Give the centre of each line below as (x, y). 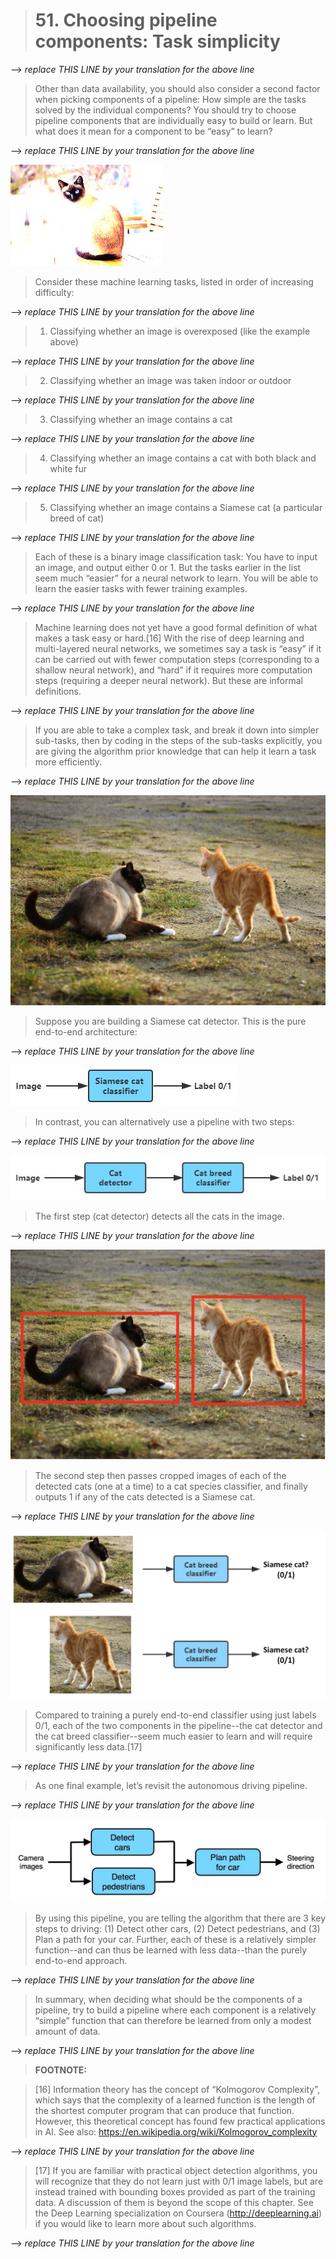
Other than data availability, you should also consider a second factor (177, 88)
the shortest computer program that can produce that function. (164, 2110)
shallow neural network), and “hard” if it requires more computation (173, 670)
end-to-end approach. (81, 1960)
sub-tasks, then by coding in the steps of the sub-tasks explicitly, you (178, 740)
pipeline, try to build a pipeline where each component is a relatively (175, 2010)
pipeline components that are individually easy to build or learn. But (173, 120)
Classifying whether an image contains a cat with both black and (183, 458)
